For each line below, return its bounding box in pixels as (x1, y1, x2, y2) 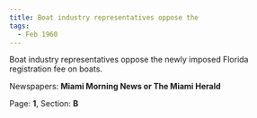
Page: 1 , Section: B (9, 98, 79, 109)
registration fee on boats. (9, 63, 103, 74)
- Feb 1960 (17, 29, 58, 38)
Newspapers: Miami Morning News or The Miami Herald (9, 81, 222, 92)
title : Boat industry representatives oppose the (9, 13, 199, 22)
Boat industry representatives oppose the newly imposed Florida (9, 55, 249, 65)
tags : (9, 21, 30, 30)
